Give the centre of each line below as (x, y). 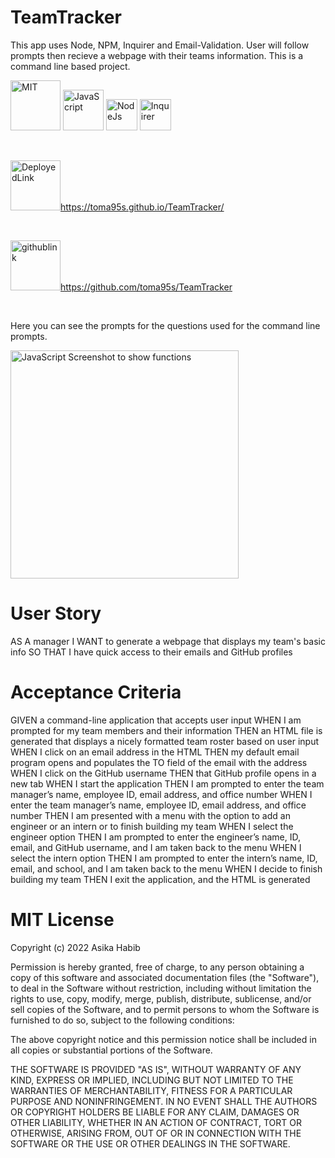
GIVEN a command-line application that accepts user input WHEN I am (156, 720)
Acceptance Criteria (96, 692)
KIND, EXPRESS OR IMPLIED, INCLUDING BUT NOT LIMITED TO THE (152, 1080)
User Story (56, 613)
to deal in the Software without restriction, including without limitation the (161, 988)
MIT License (62, 920)
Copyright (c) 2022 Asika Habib (75, 947)
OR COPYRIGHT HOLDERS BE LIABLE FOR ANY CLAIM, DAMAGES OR (155, 1112)
